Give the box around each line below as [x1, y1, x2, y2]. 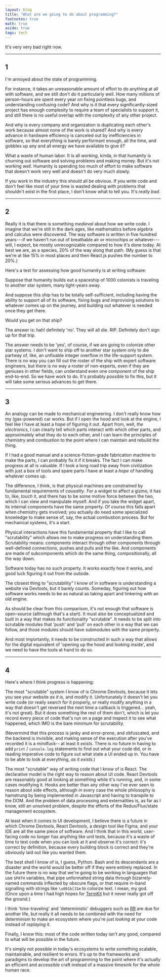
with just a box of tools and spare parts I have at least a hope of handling [5, 468, 153, 474]
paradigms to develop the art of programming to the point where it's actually [5, 957, 161, 963]
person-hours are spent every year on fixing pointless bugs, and [5, 96, 136, 102]
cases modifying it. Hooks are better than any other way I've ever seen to [5, 782, 155, 788]
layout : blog [5, 7, 32, 12]
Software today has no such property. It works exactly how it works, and [5, 565, 153, 571]
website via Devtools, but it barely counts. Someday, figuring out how [5, 585, 147, 591]
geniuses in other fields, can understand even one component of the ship [5, 368, 155, 374]
